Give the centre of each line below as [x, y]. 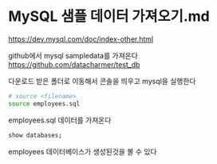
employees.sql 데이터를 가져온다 [60, 120]
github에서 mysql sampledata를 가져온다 [73, 55]
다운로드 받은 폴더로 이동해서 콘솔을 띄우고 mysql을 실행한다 [102, 81]
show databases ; [35, 135]
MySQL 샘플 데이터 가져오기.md [109, 16]
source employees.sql [44, 104]
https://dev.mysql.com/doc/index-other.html [81, 39]
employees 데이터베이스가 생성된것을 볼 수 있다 [83, 151]
